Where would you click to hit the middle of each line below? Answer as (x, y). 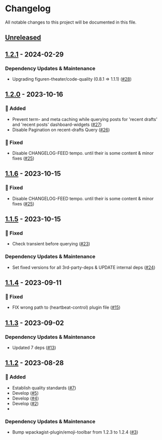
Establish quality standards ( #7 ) (44, 388)
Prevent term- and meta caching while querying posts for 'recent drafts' (85, 119)
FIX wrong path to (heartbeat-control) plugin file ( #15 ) (66, 307)
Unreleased (23, 38)
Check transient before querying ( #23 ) (51, 244)
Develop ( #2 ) (25, 403)
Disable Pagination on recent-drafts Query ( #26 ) (61, 130)
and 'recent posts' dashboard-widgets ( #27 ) (57, 124)
